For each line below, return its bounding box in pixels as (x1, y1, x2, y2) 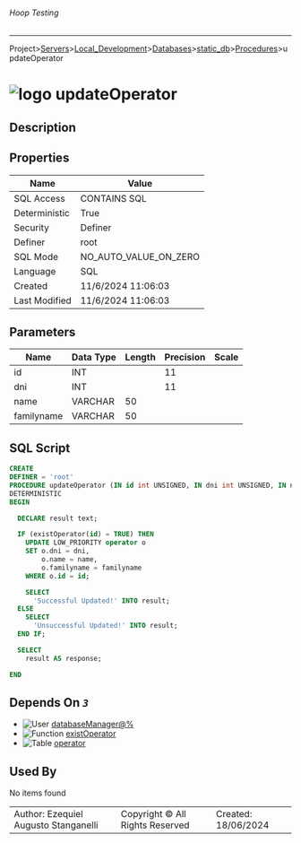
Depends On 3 (9, 695, 90, 710)
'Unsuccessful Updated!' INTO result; (32, 621, 178, 630)
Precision (164, 351, 206, 363)
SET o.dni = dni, (25, 547, 90, 556)
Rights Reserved (120, 819, 190, 831)
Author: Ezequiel (13, 808, 83, 821)
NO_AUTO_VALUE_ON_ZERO (80, 250, 200, 263)
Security (13, 221, 49, 233)
